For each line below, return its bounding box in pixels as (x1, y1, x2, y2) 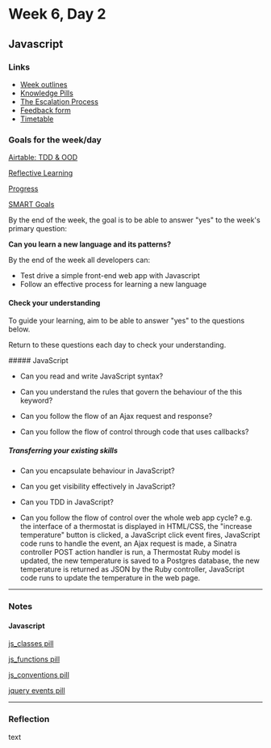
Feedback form (19, 105, 71, 115)
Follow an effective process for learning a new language (19, 280, 207, 289)
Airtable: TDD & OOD (8, 153, 78, 163)
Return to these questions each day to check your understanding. (8, 340, 227, 350)
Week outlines (19, 79, 68, 89)
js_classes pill (8, 639, 54, 649)
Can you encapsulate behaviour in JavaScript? (19, 466, 175, 475)
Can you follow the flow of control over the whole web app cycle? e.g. (19, 513, 252, 522)
